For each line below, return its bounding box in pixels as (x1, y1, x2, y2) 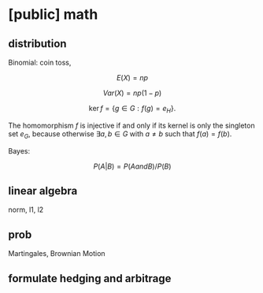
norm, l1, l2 (8, 205, 44, 214)
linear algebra (8, 184, 78, 198)
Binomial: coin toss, (8, 57, 72, 67)
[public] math (8, 6, 98, 24)
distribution (8, 37, 67, 50)
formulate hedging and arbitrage (8, 272, 172, 285)
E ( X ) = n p (117, 73, 148, 82)
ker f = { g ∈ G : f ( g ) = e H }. (88, 104, 176, 115)
